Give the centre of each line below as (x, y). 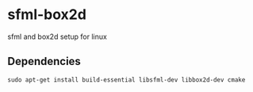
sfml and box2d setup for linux (57, 36)
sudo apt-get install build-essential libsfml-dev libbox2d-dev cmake (126, 80)
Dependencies (44, 61)
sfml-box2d (47, 15)
